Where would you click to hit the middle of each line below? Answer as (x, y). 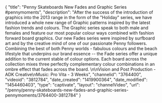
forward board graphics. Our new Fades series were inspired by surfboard (80, 38)
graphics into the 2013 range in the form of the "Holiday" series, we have (79, 17)
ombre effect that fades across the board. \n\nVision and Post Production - (80, 69)
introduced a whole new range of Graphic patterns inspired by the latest (78, 22)
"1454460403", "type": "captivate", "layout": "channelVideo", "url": (73, 85)
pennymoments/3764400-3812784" (42, 95)
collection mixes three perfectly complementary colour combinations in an (80, 64)
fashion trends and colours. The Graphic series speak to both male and (77, 28)
